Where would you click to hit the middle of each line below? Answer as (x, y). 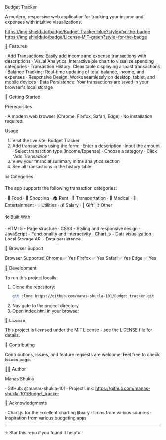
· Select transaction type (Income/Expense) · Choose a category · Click (84, 151)
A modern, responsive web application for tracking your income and (74, 17)
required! (14, 121)
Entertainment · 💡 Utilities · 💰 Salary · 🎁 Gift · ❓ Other (59, 205)
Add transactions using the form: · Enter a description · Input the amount (86, 146)
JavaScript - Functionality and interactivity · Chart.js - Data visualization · (80, 234)
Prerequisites (19, 106)
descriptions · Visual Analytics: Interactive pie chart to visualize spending (80, 61)
